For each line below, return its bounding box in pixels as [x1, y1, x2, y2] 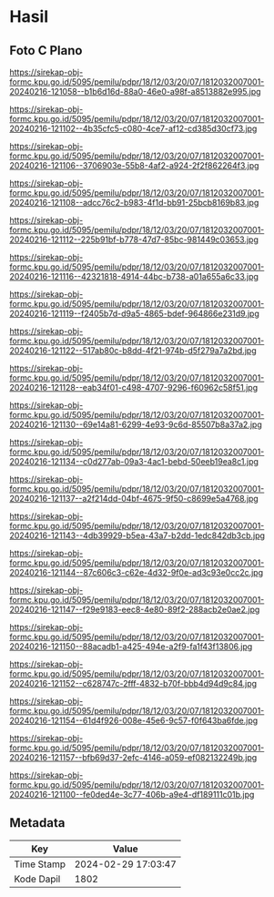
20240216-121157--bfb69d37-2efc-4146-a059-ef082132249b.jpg [9, 752, 258, 762]
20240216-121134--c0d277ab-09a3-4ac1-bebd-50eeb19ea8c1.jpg [9, 456, 259, 466]
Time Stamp [14, 858, 66, 871]
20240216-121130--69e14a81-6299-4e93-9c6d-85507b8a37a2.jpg [9, 419, 262, 430]
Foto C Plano [9, 43, 83, 58]
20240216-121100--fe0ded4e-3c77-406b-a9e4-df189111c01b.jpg [9, 790, 255, 800]
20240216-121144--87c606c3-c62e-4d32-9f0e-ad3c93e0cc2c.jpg [9, 567, 264, 577]
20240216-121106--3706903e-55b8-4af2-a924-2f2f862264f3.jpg [9, 160, 259, 170]
